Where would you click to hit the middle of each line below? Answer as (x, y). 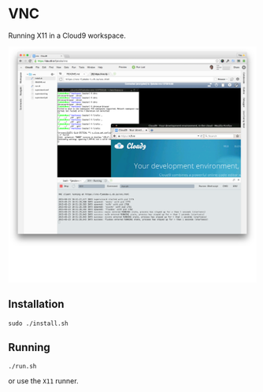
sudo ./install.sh (38, 324)
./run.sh (22, 367)
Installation (36, 304)
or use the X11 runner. (43, 381)
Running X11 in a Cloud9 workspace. (67, 35)
